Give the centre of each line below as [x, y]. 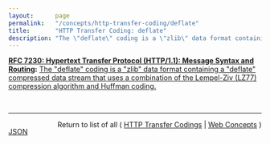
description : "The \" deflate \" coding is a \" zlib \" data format [120, 38]
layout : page [39, 16]
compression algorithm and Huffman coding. [82, 86]
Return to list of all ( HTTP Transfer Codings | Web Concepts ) [160, 125]
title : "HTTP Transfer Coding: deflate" [88, 30]
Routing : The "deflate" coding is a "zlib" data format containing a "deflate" [132, 70]
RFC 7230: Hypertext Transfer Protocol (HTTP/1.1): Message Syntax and [131, 61]
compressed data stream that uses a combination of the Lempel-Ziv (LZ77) [133, 78]
